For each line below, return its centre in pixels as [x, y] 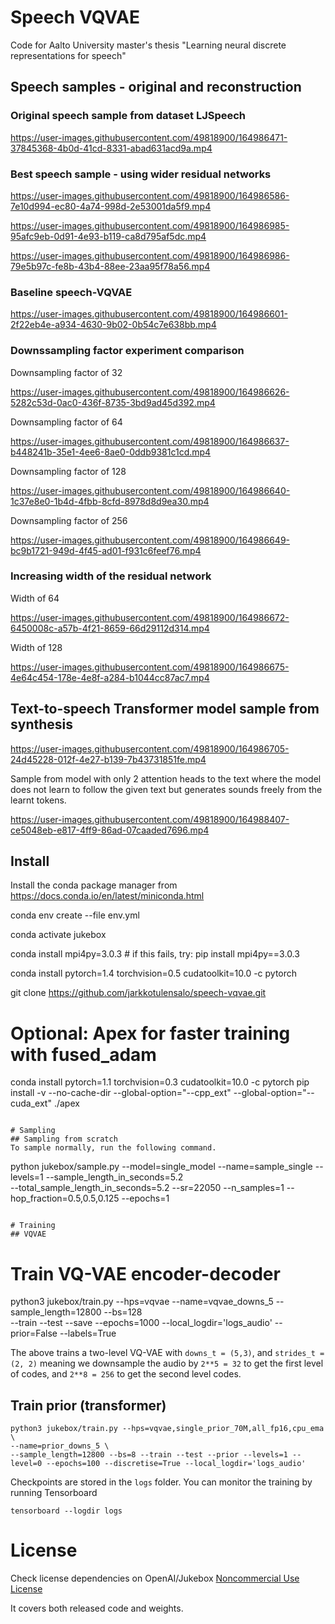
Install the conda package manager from [94, 885]
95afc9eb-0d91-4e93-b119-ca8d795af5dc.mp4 [108, 236]
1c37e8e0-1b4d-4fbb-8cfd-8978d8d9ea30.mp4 [110, 501]
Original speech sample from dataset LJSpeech [128, 116]
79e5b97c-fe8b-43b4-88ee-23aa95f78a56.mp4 [110, 266]
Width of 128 [36, 647]
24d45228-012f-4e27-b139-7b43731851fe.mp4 [108, 759]
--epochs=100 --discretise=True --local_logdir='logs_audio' [176, 1464]
